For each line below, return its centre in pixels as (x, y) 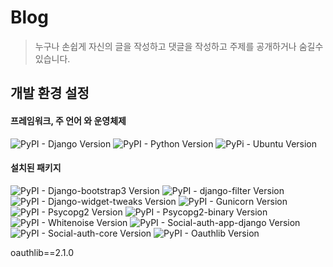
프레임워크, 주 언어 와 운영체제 (68, 120)
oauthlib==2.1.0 (42, 252)
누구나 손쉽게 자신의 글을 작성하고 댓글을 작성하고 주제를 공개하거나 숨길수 (179, 46)
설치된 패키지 (36, 168)
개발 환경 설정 (50, 93)
